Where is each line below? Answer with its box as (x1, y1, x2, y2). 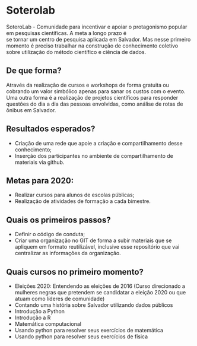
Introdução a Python (14, 308, 65, 315)
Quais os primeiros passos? (6, 215, 111, 225)
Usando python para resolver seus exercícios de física (14, 333, 148, 340)
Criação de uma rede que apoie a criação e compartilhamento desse (14, 139, 183, 147)
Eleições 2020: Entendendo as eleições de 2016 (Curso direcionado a (14, 282, 186, 290)
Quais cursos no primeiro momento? (6, 266, 144, 277)
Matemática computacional (14, 320, 82, 327)
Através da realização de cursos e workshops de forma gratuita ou (6, 81, 169, 88)
